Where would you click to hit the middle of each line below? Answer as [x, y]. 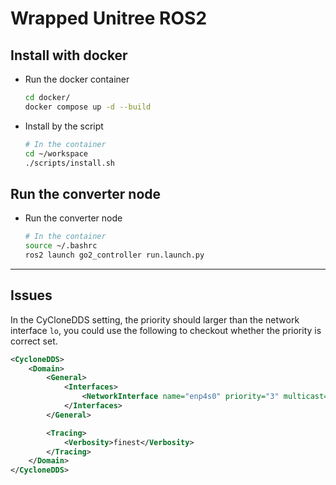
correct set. [34, 341]
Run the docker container [77, 79]
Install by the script [64, 126]
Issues [31, 295]
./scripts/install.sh [69, 163]
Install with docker [69, 55]
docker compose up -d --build [88, 107]
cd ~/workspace [56, 153]
